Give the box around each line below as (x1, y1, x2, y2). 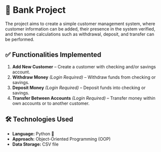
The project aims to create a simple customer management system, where (5, 21, 156, 27)
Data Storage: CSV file (12, 141, 59, 147)
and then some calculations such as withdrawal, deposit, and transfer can (5, 31, 155, 37)
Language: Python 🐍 (12, 130, 54, 137)
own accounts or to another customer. (12, 100, 90, 106)
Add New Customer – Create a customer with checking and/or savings (12, 63, 156, 69)
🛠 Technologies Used (5, 115, 74, 123)
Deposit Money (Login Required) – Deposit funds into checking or (12, 85, 146, 91)
